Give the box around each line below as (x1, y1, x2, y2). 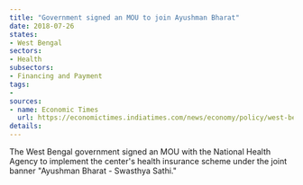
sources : (9, 96, 42, 106)
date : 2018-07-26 (9, 22, 75, 31)
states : (9, 30, 39, 39)
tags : (9, 80, 30, 89)
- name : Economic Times (9, 105, 99, 114)
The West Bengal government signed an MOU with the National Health (9, 146, 271, 157)
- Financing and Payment (9, 72, 103, 81)
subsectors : (9, 64, 54, 73)
